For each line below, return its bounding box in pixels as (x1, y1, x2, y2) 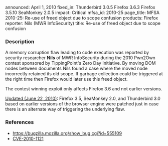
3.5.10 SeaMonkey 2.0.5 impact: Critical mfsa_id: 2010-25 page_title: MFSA (5, 10, 159, 16)
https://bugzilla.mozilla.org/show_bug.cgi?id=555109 (12, 130, 122, 136)
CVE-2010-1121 (12, 135, 44, 141)
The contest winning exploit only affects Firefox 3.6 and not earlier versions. (5, 86, 162, 92)
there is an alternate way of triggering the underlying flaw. (5, 106, 125, 112)
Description (5, 38, 35, 45)
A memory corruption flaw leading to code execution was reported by (5, 50, 149, 56)
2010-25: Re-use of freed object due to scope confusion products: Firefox (5, 15, 158, 21)
